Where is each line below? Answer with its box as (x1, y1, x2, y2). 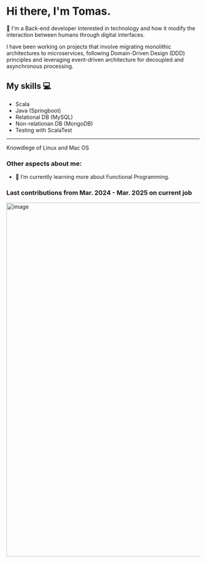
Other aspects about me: (6, 159, 82, 168)
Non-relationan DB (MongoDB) (15, 119, 93, 127)
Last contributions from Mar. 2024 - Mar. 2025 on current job (6, 188, 193, 197)
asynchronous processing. (6, 62, 74, 70)
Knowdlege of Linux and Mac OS (6, 144, 90, 151)
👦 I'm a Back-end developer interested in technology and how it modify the (6, 25, 196, 32)
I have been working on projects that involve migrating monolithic (6, 43, 172, 50)
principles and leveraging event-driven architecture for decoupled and (6, 56, 184, 63)
